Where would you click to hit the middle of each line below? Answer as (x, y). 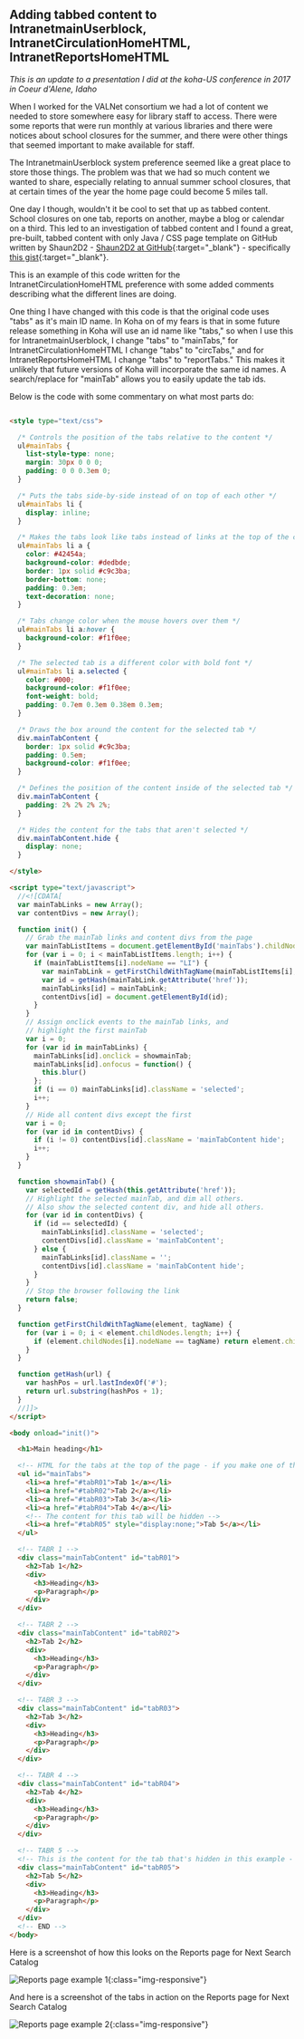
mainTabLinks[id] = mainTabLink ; (105, 988)
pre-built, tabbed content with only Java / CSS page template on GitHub (143, 237)
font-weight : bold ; (62, 697)
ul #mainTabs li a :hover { (66, 630)
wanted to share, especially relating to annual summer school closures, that (150, 181)
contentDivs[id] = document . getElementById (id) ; (135, 997)
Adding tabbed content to (83, 15)
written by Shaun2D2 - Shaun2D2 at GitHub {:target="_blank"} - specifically (150, 247)
